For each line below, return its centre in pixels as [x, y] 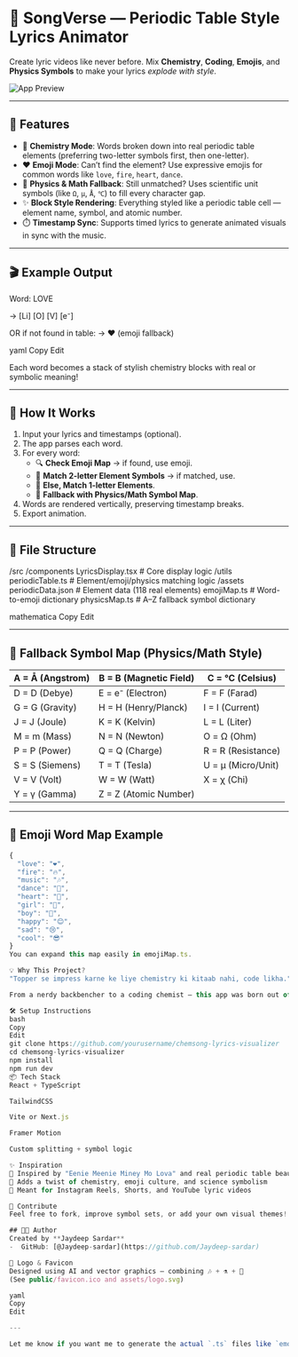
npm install [31, 1060]
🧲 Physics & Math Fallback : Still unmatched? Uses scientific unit [140, 183]
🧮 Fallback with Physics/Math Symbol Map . [117, 495]
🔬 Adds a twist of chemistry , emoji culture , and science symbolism [138, 1182]
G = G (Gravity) [45, 707]
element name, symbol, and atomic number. [102, 212]
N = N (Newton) [132, 736]
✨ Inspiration [36, 1166]
